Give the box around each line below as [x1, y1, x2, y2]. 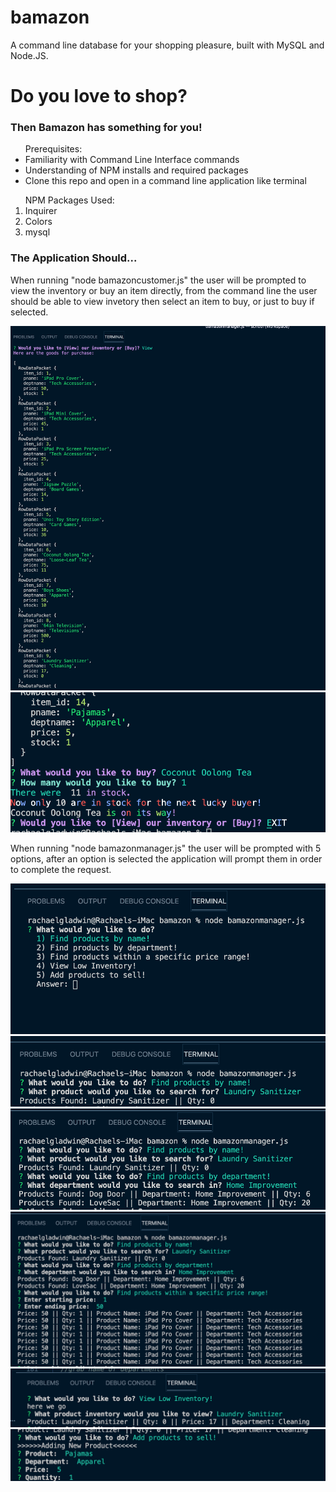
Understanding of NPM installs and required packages [24, 164, 249, 176]
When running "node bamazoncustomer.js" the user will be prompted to [10, 274, 307, 286]
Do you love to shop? [10, 85, 188, 108]
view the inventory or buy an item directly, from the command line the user [10, 284, 318, 296]
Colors [24, 216, 53, 228]
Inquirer [24, 205, 58, 217]
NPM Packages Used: [24, 194, 115, 206]
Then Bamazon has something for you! [10, 121, 203, 135]
